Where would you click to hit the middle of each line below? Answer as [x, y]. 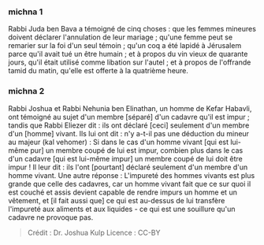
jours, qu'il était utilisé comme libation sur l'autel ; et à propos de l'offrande [130, 62]
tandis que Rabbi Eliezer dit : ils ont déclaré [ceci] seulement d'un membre [129, 125]
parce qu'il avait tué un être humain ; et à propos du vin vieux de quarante [128, 54]
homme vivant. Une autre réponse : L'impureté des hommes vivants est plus [132, 175]
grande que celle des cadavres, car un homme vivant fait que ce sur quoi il [130, 184]
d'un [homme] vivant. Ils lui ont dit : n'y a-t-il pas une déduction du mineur [129, 133]
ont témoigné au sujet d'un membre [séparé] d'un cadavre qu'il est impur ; [129, 117]
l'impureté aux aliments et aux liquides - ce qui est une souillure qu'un [122, 209]
